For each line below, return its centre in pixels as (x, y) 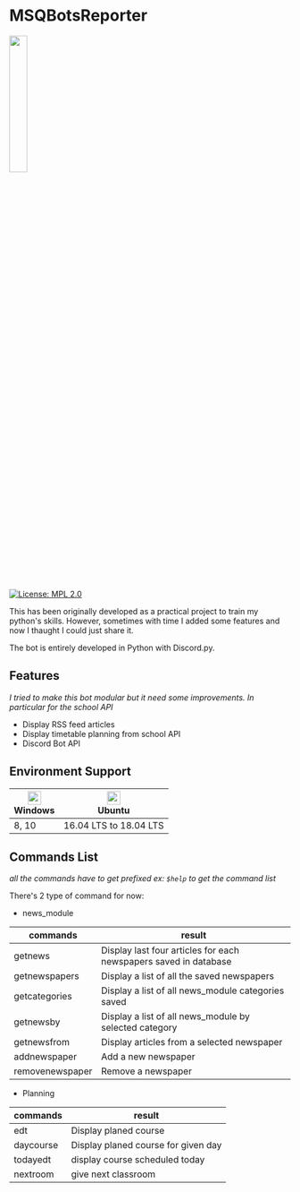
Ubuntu (114, 810)
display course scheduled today (138, 1160)
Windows (34, 810)
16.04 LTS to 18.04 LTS (114, 825)
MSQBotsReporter (79, 16)
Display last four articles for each (170, 950)
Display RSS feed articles (68, 724)
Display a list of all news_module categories (193, 990)
